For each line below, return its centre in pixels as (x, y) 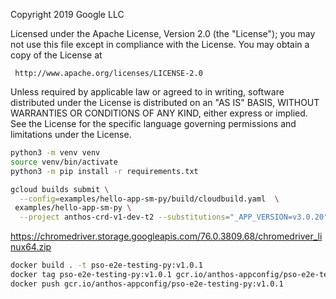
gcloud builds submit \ (60, 189)
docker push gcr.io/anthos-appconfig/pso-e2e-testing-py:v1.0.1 (147, 284)
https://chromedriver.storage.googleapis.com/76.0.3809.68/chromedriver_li (166, 236)
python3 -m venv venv (55, 153)
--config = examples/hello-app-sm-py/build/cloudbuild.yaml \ (149, 199)
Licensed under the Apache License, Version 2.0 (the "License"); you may (163, 33)
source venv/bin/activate (64, 162)
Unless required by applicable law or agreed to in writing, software (147, 92)
